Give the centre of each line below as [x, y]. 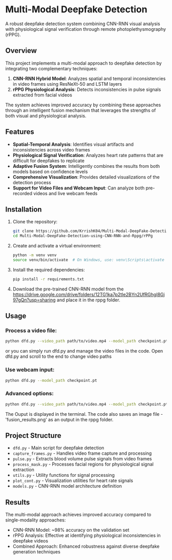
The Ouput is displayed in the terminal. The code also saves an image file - [84, 414]
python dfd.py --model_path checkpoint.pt [51, 380]
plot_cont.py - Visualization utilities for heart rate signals [73, 480]
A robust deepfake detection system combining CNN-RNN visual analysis [83, 24]
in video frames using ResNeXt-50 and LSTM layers [67, 84]
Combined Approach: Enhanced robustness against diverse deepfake [86, 546]
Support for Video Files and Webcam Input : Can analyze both [79, 188]
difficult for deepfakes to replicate [48, 161]
